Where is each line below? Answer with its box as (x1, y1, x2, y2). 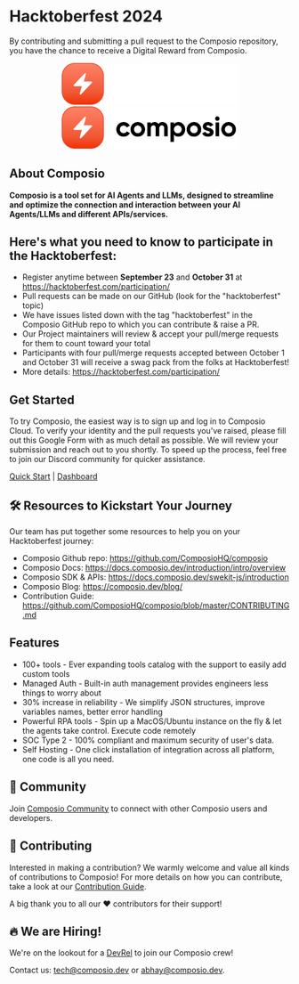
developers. (9, 812, 53, 823)
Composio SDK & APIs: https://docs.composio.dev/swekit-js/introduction (21, 572, 289, 582)
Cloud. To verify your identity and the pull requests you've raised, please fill (9, 426, 287, 436)
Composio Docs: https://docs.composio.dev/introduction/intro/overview (21, 563, 287, 573)
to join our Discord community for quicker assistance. (9, 454, 206, 465)
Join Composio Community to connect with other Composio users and (9, 803, 268, 814)
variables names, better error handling (21, 706, 163, 717)
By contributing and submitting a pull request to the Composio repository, (9, 36, 279, 46)
